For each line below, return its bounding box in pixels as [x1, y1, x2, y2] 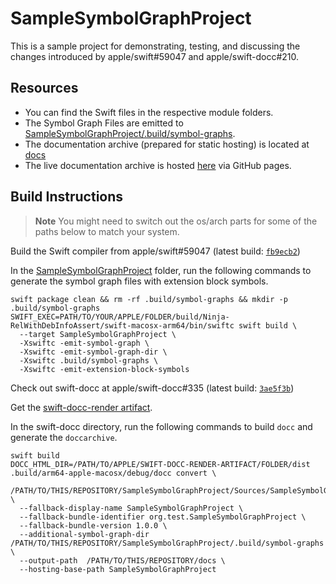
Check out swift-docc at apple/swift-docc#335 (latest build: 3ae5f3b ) [10, 382, 295, 394]
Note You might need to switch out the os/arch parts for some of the [34, 215, 318, 227]
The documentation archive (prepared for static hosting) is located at [24, 138, 310, 150]
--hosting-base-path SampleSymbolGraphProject [19, 564, 217, 574]
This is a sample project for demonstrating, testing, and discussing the [10, 40, 301, 52]
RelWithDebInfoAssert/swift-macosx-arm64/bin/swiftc [10, 320, 235, 331]
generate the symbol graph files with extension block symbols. [10, 275, 269, 287]
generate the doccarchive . [10, 431, 118, 443]
